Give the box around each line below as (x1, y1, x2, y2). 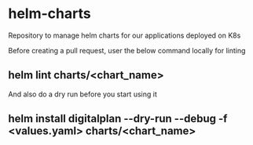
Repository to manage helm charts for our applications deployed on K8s (8, 31, 241, 40)
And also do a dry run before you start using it (8, 89, 157, 99)
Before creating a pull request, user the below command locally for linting (8, 45, 246, 55)
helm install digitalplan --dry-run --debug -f (8, 112, 228, 125)
